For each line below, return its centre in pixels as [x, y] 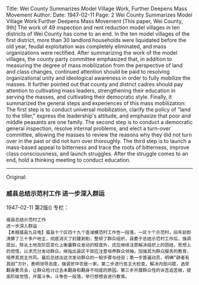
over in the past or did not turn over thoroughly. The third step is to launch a [99, 141]
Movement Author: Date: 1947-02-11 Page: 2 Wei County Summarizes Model [99, 15]
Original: [17, 177]
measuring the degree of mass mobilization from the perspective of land [94, 65]
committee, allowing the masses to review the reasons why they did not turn [99, 135]
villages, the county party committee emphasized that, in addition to [89, 59]
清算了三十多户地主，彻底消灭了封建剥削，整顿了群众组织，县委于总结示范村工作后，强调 [99, 239]
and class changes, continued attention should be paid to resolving [88, 72]
